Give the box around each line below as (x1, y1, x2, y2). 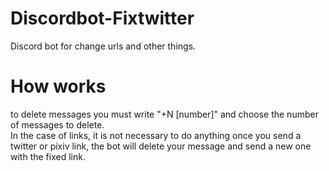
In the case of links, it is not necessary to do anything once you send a (10, 129, 302, 141)
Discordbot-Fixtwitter (10, 7, 195, 30)
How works (10, 75, 107, 98)
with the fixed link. (10, 150, 86, 162)
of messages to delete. (10, 118, 105, 131)
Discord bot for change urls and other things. (10, 40, 197, 52)
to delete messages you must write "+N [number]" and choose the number (10, 108, 319, 120)
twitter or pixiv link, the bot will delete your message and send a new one (10, 140, 312, 152)
